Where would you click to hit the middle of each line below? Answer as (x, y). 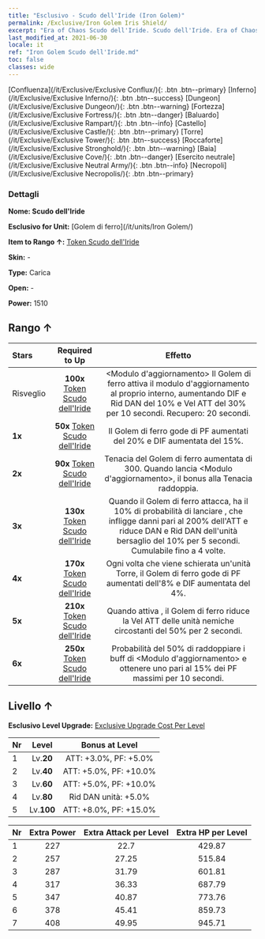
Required (75, 350)
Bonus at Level (109, 744)
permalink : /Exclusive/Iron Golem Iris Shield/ (88, 23)
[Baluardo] (202, 115)
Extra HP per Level (212, 832)
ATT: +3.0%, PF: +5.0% (110, 758)
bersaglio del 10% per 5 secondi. (178, 540)
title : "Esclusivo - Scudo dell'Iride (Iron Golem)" (97, 15)
